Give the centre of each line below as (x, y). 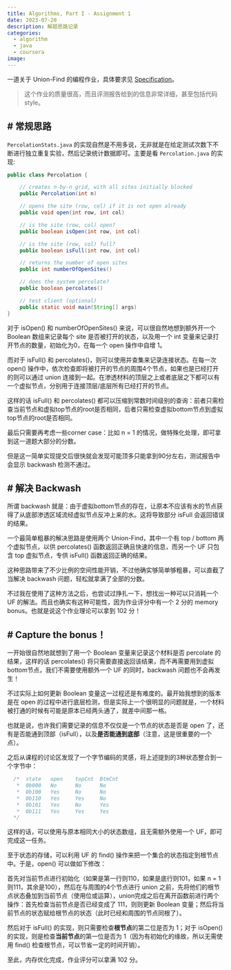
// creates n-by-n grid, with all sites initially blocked (106, 187)
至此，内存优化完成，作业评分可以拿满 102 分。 (74, 960)
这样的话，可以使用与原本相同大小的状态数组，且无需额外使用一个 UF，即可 (115, 832)
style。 (34, 102)
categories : (24, 33)
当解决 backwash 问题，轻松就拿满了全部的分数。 (78, 579)
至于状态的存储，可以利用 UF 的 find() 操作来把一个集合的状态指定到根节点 (113, 855)
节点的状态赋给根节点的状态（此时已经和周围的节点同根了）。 (99, 913)
